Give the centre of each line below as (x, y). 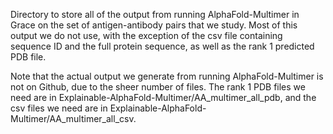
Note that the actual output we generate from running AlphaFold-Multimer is (167, 76)
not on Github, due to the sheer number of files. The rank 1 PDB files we (158, 87)
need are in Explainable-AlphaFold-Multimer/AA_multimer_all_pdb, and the (163, 97)
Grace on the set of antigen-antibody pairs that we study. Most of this (154, 25)
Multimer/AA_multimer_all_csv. (73, 118)
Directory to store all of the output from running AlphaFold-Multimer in (155, 14)
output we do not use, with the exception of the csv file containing (146, 35)
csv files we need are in (59, 108)
